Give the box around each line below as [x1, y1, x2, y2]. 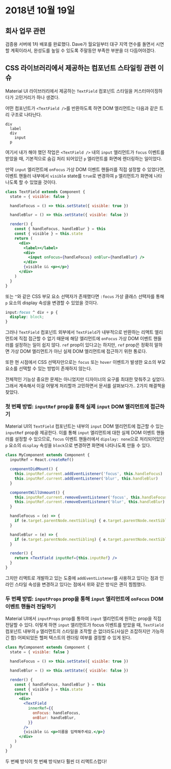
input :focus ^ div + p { [5, 310, 58, 315]
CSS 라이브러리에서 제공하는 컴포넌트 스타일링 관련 [5, 64, 156, 72]
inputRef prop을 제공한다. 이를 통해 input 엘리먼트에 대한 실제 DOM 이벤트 [5, 430, 155, 436]
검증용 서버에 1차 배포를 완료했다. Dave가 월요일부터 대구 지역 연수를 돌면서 [5, 41, 155, 47]
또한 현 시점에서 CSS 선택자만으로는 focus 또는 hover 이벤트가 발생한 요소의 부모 [5, 359, 166, 365]
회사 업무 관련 [5, 27, 46, 35]
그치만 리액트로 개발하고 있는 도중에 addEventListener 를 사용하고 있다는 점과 [5, 575, 159, 581]
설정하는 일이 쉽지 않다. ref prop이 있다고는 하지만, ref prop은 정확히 [14, 342, 154, 348]
